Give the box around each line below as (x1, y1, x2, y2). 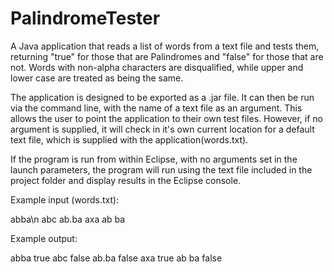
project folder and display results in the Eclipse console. (10, 174, 242, 186)
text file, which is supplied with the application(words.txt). (10, 133, 249, 146)
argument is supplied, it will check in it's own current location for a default (10, 123, 315, 135)
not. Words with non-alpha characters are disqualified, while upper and (10, 61, 304, 73)
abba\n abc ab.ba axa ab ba (10, 213, 126, 225)
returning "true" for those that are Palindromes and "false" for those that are (10, 50, 324, 62)
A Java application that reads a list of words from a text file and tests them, (10, 40, 320, 52)
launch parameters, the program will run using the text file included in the (10, 163, 313, 176)
